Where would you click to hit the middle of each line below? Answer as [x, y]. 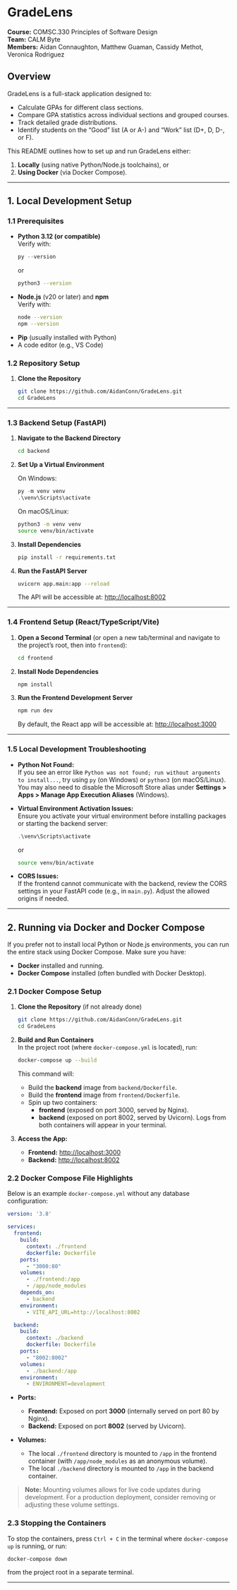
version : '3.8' [30, 1214]
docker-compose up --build [57, 1060]
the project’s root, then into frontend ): [72, 645]
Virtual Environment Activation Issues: [75, 808]
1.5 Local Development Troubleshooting [77, 749]
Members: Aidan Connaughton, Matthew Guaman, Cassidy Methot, [105, 47]
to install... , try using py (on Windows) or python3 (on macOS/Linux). [122, 779]
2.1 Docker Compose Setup [55, 992]
